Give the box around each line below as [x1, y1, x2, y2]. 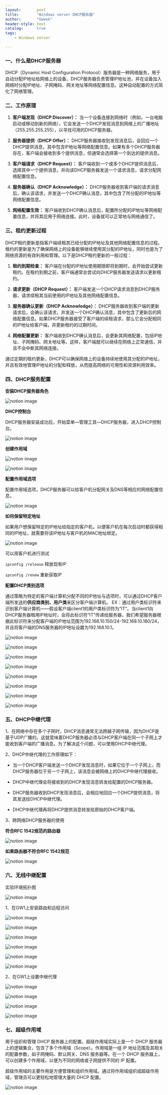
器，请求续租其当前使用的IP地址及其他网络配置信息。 [12, 292, 122, 298]
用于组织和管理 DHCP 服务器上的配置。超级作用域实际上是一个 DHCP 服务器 [5, 1038, 163, 1044]
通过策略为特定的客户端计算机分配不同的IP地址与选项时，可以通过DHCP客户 [5, 593, 162, 599]
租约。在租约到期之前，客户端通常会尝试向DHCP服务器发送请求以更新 [12, 269, 157, 275]
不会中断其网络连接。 [17, 345, 61, 351]
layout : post [5, 7, 46, 13]
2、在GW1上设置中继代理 [5, 974, 57, 980]
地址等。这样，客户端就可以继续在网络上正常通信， [52, 339, 158, 345]
